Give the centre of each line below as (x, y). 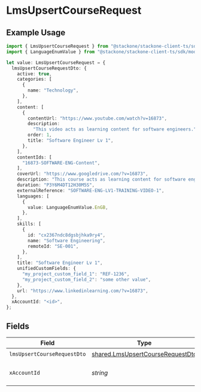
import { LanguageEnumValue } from (51, 51)
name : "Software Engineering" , (67, 241)
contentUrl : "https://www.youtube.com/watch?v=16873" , (98, 118)
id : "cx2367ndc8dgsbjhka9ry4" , (67, 235)
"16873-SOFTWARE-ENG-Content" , (61, 163)
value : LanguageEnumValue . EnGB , (68, 207)
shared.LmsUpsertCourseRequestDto (144, 354)
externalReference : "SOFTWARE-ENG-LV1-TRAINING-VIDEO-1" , (91, 190)
